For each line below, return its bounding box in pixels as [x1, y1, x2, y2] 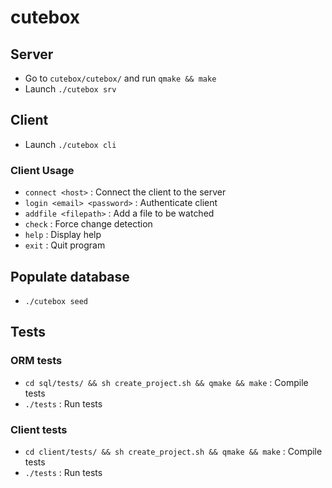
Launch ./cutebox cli [24, 138, 117, 150]
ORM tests [10, 354, 63, 368]
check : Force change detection [24, 218, 153, 230]
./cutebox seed [24, 296, 89, 306]
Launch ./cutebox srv [24, 83, 117, 95]
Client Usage [10, 163, 75, 177]
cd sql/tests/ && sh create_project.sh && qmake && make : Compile [24, 376, 309, 388]
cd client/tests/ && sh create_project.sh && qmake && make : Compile [24, 445, 323, 457]
